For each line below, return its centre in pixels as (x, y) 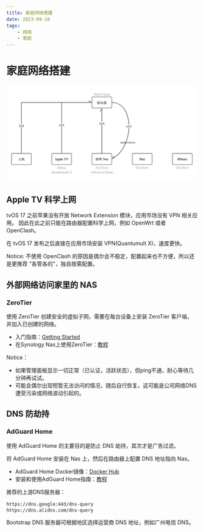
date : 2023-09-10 (28, 19)
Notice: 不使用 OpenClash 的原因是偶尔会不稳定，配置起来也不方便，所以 (98, 256)
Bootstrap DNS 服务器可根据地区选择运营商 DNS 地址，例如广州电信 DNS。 (100, 522)
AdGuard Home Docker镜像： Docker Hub (67, 471)
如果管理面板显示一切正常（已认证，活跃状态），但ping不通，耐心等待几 (104, 371)
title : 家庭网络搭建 (29, 13)
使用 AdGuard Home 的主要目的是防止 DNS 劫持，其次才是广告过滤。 (93, 445)
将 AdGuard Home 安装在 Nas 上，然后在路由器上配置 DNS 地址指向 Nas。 (100, 459)
